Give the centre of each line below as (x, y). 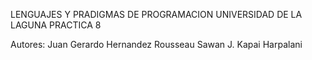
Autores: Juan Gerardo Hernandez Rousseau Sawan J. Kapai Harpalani (156, 44)
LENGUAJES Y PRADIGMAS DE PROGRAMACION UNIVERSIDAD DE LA (156, 14)
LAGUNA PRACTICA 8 (56, 25)
